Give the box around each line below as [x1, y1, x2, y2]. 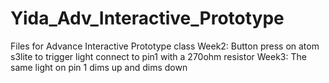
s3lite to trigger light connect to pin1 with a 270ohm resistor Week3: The [10, 50, 307, 62]
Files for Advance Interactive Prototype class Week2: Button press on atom [10, 40, 320, 52]
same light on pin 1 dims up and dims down [10, 61, 188, 73]
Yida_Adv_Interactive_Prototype [10, 7, 285, 30]
